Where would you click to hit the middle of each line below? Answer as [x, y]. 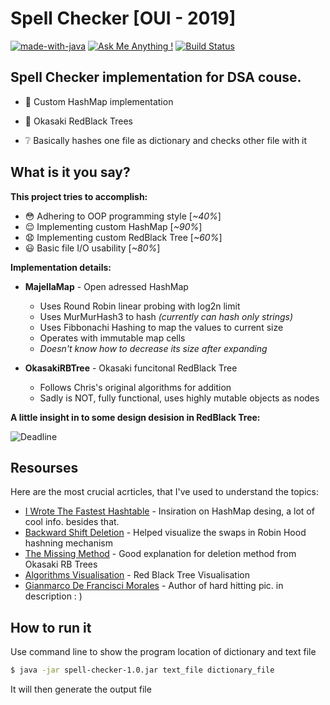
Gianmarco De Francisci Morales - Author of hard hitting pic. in [154, 586]
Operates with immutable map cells [112, 338]
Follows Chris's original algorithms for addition [135, 387]
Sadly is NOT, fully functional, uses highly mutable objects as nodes [179, 398]
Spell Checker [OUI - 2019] [123, 18]
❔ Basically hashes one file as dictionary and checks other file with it [166, 140]
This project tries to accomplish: [79, 196]
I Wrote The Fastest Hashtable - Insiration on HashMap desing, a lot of [169, 511]
